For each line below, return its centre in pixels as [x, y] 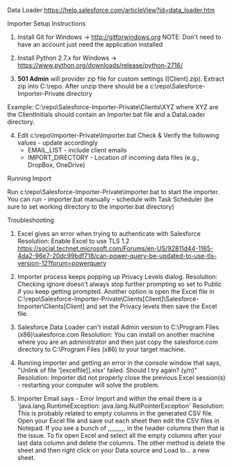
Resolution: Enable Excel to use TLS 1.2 [73, 241]
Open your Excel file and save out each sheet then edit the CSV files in [118, 421]
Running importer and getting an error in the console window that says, [119, 363]
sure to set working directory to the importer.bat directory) [91, 207]
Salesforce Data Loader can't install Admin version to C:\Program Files [118, 327]
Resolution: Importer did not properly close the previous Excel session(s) [121, 378]
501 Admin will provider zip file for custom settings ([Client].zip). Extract [121, 79]
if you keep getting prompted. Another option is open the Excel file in [116, 291]
